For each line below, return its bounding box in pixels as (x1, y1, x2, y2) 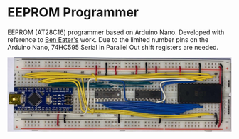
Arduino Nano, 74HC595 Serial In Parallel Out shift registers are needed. (7, 43, 219, 51)
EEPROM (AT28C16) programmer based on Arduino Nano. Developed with (7, 28, 225, 36)
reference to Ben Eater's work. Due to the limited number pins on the (7, 35, 209, 43)
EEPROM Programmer (7, 4, 139, 21)
